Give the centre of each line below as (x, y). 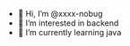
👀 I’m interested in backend (68, 23)
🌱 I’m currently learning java (69, 32)
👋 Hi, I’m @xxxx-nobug (60, 14)
